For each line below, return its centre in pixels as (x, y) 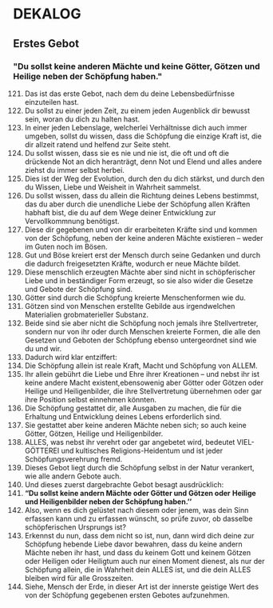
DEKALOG (47, 14)
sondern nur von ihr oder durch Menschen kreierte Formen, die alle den (142, 331)
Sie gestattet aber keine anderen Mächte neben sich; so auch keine (135, 425)
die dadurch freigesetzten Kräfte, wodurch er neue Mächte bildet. (133, 263)
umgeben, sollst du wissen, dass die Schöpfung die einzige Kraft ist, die (143, 136)
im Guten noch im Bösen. (66, 246)
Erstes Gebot (46, 44)
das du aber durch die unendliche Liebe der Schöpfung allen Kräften (137, 204)
